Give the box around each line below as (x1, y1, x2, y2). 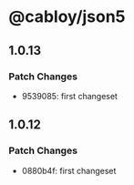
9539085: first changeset (21, 90, 118, 101)
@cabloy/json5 (8, 6, 126, 27)
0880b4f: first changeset (21, 165, 117, 176)
